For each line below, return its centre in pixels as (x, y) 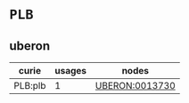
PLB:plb (30, 86)
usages (71, 71)
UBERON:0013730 (135, 86)
